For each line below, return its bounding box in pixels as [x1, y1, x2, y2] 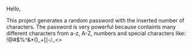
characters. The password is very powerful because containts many [6, 24, 176, 30]
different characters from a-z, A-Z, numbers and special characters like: [6, 30, 186, 37]
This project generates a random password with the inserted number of [6, 17, 185, 24]
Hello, [6, 5, 21, 12]
